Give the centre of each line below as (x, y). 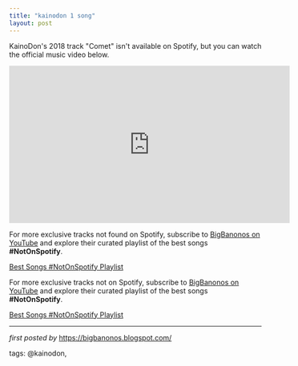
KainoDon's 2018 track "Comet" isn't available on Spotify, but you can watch (135, 46)
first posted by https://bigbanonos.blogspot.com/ (91, 337)
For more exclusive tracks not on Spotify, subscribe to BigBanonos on (124, 282)
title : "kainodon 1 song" (52, 16)
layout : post (31, 23)
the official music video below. (59, 54)
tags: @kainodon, (38, 353)
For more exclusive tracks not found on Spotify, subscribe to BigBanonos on (135, 234)
